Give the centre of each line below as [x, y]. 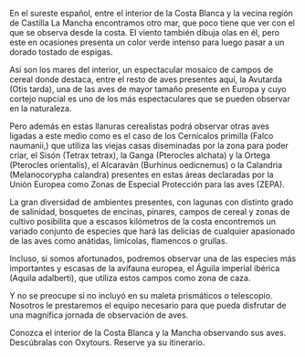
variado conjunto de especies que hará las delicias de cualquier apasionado [152, 231]
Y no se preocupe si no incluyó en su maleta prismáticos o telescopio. [141, 295]
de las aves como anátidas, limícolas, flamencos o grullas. [119, 241]
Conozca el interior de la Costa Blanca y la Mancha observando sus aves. [148, 333]
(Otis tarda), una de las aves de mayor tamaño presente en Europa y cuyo [148, 89]
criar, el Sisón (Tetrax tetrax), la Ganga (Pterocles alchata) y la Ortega [140, 155]
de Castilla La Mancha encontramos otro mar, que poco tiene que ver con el [152, 23]
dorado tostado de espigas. [61, 52]
